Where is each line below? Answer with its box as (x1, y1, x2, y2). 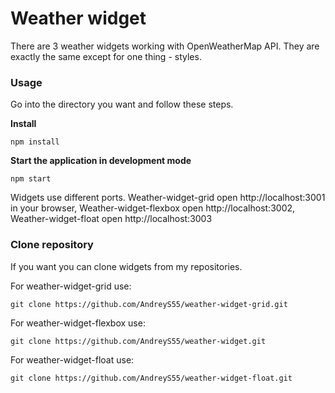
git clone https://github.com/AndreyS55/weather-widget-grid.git (10, 299, 288, 309)
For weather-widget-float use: (10, 353, 135, 366)
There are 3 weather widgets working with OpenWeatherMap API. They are (10, 40, 320, 52)
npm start (10, 174, 52, 184)
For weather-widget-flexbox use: (10, 317, 146, 329)
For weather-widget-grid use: (10, 280, 132, 292)
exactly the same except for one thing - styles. (10, 50, 202, 62)
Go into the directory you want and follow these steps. (10, 98, 234, 111)
